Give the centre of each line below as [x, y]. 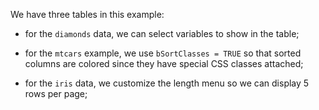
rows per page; [56, 93]
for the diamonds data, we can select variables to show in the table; [162, 33]
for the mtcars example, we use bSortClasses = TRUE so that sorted [163, 53]
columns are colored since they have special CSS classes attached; [164, 63]
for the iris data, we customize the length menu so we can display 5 [167, 83]
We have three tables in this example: [87, 14]
